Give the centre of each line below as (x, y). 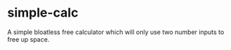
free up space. (29, 39)
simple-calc (43, 13)
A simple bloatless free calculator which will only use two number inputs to (116, 32)
